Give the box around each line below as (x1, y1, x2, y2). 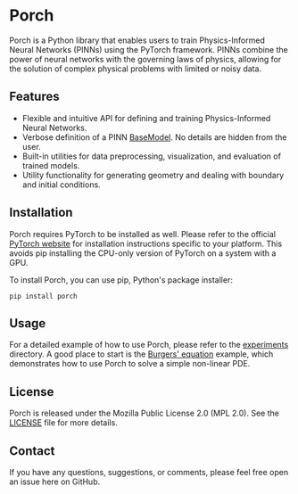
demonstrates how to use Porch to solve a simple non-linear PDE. (9, 358, 251, 369)
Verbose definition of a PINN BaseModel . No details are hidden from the (21, 131, 287, 143)
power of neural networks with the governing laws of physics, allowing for (9, 54, 282, 64)
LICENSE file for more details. (9, 417, 118, 428)
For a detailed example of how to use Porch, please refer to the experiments (9, 340, 289, 350)
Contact (9, 443, 55, 458)
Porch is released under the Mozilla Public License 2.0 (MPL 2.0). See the (9, 408, 279, 419)
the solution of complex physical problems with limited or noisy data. (9, 63, 261, 74)
